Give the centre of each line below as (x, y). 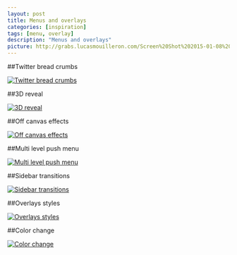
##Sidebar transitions (39, 176)
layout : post (26, 14)
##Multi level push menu (43, 148)
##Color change (31, 230)
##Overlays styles (34, 203)
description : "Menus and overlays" (60, 40)
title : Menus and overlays (47, 20)
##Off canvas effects (38, 121)
